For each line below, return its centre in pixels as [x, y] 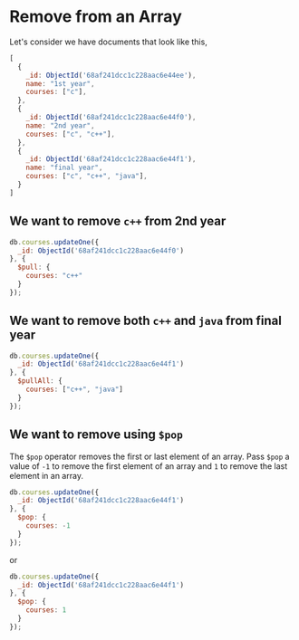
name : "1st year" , [60, 83]
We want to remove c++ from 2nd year [118, 221]
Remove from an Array [96, 17]
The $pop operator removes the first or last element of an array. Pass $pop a [149, 456]
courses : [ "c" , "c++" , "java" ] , [87, 177]
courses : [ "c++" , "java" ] [75, 390]
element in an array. [47, 475]
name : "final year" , [64, 168]
